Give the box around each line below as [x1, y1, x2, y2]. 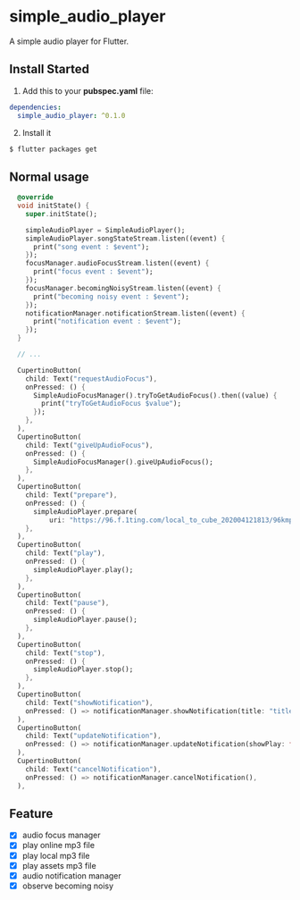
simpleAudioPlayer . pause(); [32, 615, 138, 625]
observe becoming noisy [21, 880, 114, 891]
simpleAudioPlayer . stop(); [32, 665, 134, 674]
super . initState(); [25, 209, 98, 218]
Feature [9, 806, 54, 821]
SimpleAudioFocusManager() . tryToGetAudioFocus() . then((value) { [32, 391, 278, 400]
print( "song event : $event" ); [32, 242, 150, 251]
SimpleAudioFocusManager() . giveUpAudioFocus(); [32, 458, 214, 467]
